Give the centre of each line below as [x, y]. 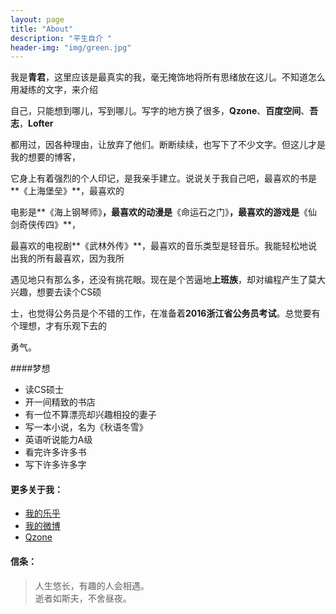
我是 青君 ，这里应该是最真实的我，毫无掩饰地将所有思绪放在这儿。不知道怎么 [168, 77]
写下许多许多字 [55, 465]
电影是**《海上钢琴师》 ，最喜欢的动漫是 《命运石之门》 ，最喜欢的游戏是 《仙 [164, 212]
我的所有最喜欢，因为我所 [71, 258]
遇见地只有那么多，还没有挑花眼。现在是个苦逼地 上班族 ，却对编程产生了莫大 [168, 280]
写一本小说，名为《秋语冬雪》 [86, 427]
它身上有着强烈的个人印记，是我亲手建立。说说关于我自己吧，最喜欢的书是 [163, 178]
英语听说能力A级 [58, 440]
